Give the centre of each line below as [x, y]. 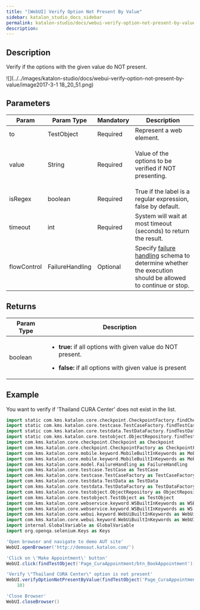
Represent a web [159, 130]
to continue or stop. [162, 285]
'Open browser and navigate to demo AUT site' [65, 541]
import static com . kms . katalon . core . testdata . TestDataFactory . [86, 431]
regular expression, [162, 199]
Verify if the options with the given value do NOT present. [77, 67]
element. [147, 138]
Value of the [152, 153]
